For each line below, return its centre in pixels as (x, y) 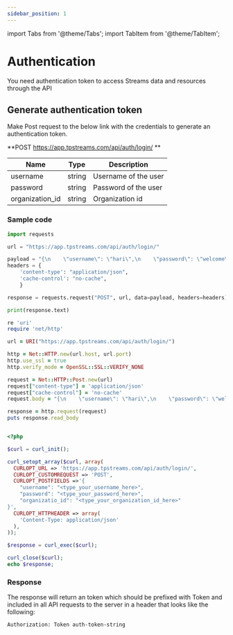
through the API (29, 88)
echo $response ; (31, 564)
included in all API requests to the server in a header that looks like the (108, 604)
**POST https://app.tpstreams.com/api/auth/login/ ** (84, 147)
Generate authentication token (75, 109)
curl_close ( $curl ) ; (35, 558)
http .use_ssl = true (37, 361)
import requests (31, 234)
